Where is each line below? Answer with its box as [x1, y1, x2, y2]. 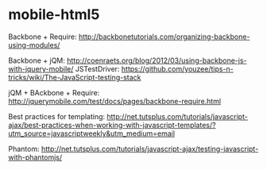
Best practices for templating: [8, 111, 106, 121]
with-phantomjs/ [8, 153, 63, 162]
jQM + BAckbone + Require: [8, 87, 100, 97]
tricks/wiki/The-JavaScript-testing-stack [8, 72, 141, 82]
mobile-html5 [8, 6, 100, 24]
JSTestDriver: [75, 64, 120, 73]
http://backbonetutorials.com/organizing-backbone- [78, 32, 250, 41]
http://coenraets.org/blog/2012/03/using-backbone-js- [66, 56, 247, 65]
